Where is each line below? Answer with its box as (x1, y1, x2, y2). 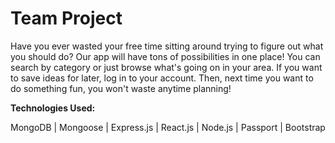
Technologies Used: (10, 102, 96, 114)
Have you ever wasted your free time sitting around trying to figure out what (10, 40, 324, 52)
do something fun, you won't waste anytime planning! (10, 82, 232, 94)
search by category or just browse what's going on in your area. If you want (10, 61, 323, 73)
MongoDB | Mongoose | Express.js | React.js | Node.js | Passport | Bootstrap (10, 121, 326, 133)
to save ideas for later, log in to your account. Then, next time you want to (10, 72, 314, 84)
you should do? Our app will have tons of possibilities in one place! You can (10, 50, 321, 62)
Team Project (10, 7, 123, 30)
